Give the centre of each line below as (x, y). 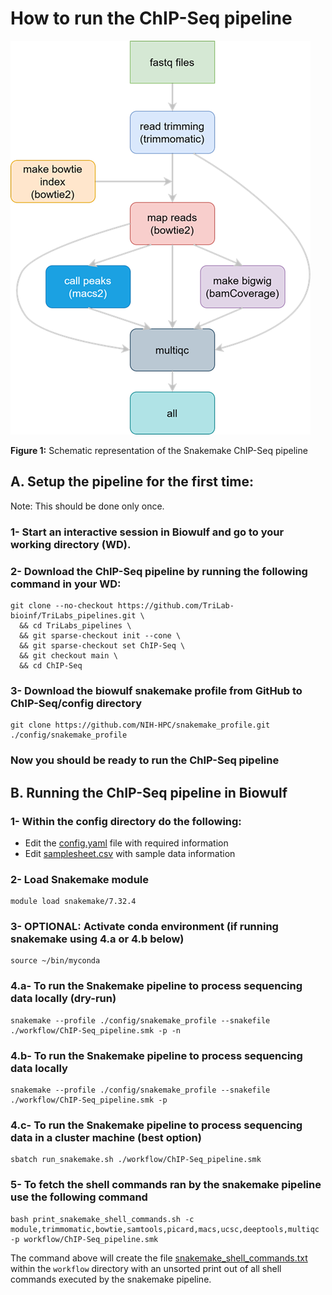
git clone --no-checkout (62, 605)
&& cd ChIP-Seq (51, 665)
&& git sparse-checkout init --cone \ (100, 635)
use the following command (79, 1197)
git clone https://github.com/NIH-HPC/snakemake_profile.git (140, 725)
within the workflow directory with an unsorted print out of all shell (146, 1268)
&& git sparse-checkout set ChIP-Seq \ (102, 645)
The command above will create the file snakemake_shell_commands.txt (159, 1258)
